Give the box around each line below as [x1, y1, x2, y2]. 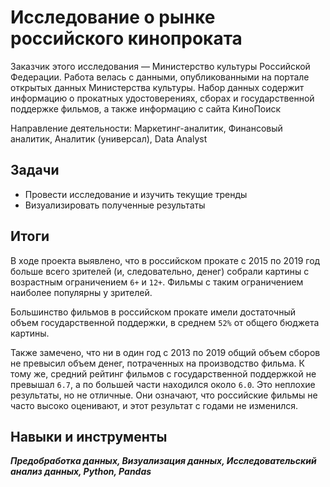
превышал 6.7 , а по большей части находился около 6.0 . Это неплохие [10, 378, 316, 390]
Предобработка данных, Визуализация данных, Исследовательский [10, 455, 317, 467]
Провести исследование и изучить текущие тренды [24, 188, 248, 200]
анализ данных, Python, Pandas [10, 466, 152, 478]
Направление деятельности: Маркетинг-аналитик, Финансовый [10, 122, 283, 134]
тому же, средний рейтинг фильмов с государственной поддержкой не [10, 367, 317, 380]
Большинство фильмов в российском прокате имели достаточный [10, 306, 296, 318]
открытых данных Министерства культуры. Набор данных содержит [10, 81, 305, 93]
